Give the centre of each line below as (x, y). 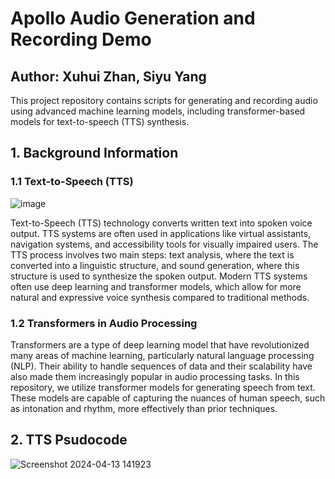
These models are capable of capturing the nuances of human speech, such (168, 398)
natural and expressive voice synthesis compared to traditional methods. (160, 297)
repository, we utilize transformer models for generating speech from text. (163, 387)
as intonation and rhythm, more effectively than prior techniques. (144, 408)
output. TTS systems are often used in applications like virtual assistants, (161, 233)
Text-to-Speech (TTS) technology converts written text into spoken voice (161, 223)
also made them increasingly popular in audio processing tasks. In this (155, 376)
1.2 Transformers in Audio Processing (104, 323)
